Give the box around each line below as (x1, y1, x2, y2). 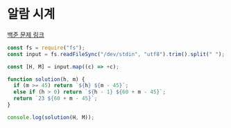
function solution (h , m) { (7, 75, 85, 83)
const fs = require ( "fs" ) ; (7, 44, 85, 51)
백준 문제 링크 (7, 30, 45, 39)
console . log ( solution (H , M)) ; (7, 113, 95, 121)
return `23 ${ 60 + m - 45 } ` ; (13, 95, 98, 102)
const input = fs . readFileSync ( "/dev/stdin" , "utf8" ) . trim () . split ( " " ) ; (7, 51, 225, 57)
